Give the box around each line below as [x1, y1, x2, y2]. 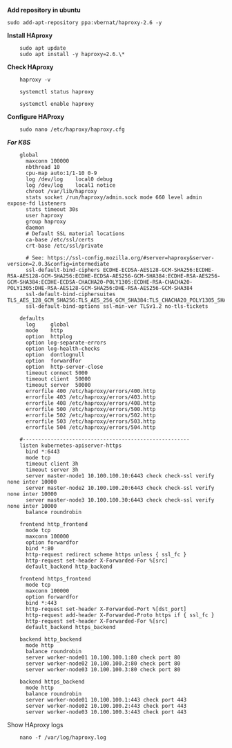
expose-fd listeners [7, 200, 67, 207]
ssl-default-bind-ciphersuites [25, 291, 116, 298]
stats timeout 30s [25, 206, 79, 213]
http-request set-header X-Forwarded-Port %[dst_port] [25, 605, 187, 612]
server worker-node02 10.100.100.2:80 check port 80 [25, 660, 181, 667]
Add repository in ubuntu [7, 6, 81, 14]
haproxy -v [19, 76, 51, 83]
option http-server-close [25, 363, 104, 370]
